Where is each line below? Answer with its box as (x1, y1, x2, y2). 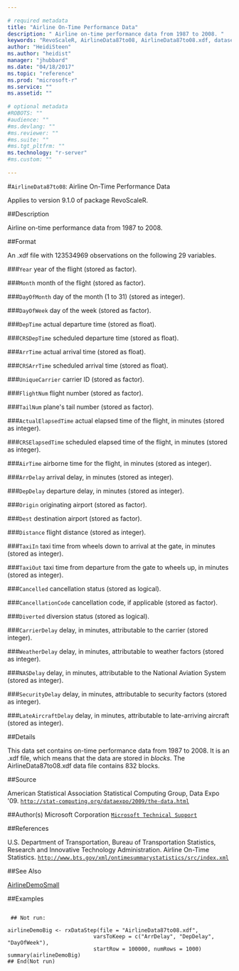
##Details (7, 732, 36, 741)
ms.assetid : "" (7, 90, 53, 97)
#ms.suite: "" (7, 136, 50, 143)
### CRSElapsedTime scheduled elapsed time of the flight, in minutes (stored (7, 437, 228, 446)
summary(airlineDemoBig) (7, 951, 81, 959)
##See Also (7, 866, 41, 875)
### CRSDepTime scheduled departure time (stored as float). (7, 334, 179, 342)
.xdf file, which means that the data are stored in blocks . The (7, 753, 186, 762)
